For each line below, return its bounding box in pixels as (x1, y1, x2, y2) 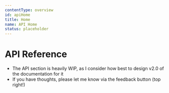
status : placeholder (5, 27, 49, 32)
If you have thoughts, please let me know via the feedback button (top (12, 76, 161, 82)
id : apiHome (5, 12, 30, 17)
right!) (12, 82, 26, 88)
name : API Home (5, 21, 37, 27)
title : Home (5, 17, 30, 22)
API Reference (5, 49, 67, 60)
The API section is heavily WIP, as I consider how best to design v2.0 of (12, 65, 164, 72)
